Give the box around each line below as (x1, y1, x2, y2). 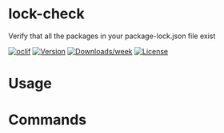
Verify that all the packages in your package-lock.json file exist (8, 31, 216, 41)
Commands (8, 111, 87, 129)
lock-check (8, 5, 86, 23)
